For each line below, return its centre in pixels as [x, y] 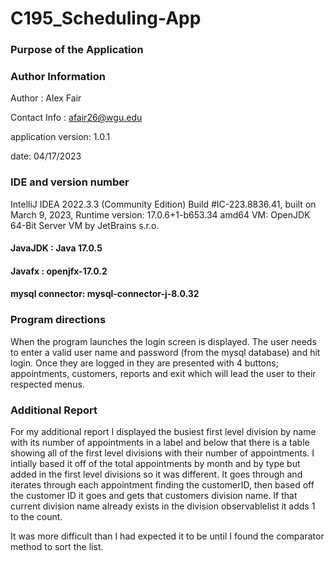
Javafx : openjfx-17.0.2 [59, 271]
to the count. [36, 517]
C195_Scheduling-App [106, 18]
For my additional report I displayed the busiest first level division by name [163, 432]
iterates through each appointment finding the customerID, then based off [162, 485]
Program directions [58, 320]
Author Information [58, 77]
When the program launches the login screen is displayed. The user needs [163, 341]
